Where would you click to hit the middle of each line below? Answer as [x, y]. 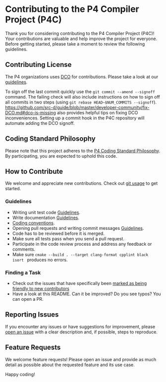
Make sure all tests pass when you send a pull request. [68, 238]
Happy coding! [20, 374]
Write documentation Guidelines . [46, 218]
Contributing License [38, 65]
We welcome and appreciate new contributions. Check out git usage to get [82, 183]
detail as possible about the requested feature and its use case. [70, 365]
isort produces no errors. [40, 260]
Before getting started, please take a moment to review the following [75, 44]
